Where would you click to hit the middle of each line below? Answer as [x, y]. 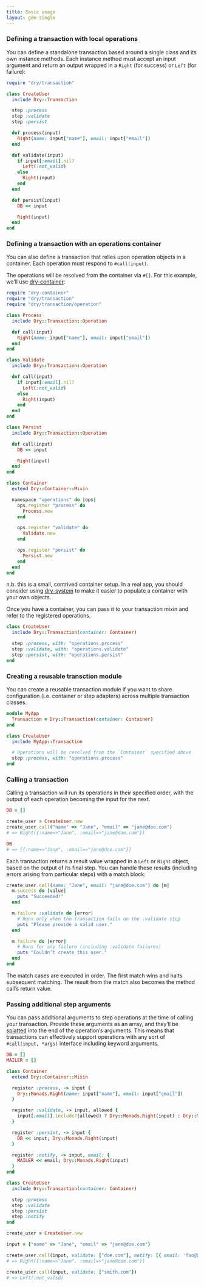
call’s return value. [29, 988]
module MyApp [23, 714]
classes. [17, 702]
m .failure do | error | [39, 941]
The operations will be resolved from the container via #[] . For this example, [102, 276]
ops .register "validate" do [53, 528]
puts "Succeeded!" [40, 897]
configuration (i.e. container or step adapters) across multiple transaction [98, 696]
